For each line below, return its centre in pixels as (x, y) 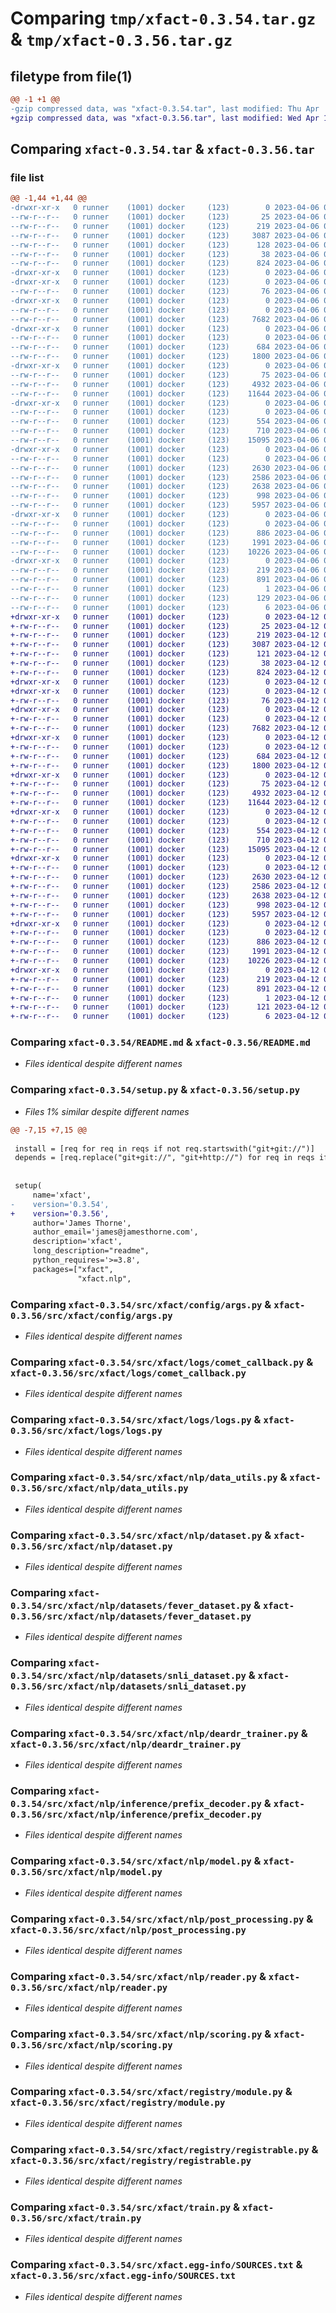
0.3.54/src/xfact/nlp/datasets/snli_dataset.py (128, 1676)
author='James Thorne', (82, 1223)
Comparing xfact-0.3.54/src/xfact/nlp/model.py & (136, 1861)
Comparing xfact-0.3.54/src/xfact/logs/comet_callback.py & (162, 1362)
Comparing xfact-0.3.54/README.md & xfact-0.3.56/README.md (160, 1042)
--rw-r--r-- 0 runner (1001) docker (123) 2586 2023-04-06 (165, 477)
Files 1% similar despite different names (107, 1111)
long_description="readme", (91, 1251)
